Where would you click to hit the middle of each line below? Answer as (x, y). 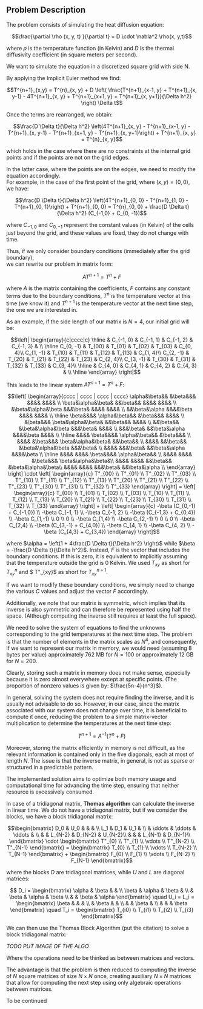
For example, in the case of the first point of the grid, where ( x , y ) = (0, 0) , (98, 182)
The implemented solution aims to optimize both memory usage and (91, 778)
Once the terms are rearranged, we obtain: (60, 114)
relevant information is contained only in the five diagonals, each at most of (100, 754)
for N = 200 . (22, 661)
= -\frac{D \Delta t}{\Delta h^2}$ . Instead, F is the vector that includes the (98, 550)
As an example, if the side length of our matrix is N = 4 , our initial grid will (98, 322)
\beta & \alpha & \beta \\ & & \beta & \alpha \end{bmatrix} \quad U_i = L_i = (102, 897)
